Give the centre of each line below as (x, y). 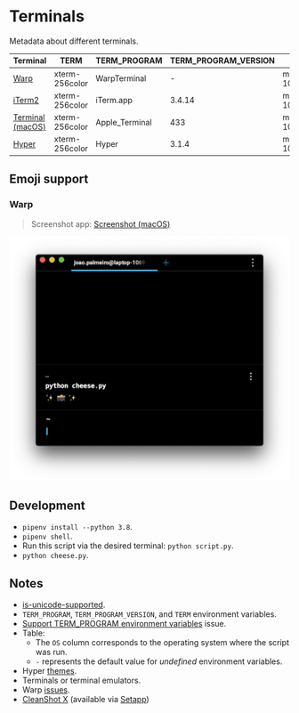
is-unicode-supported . (64, 605)
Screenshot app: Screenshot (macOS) (101, 223)
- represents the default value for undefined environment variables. (159, 661)
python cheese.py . (55, 555)
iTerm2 (26, 101)
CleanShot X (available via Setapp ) (85, 700)
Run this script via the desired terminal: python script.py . (128, 546)
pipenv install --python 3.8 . (77, 527)
